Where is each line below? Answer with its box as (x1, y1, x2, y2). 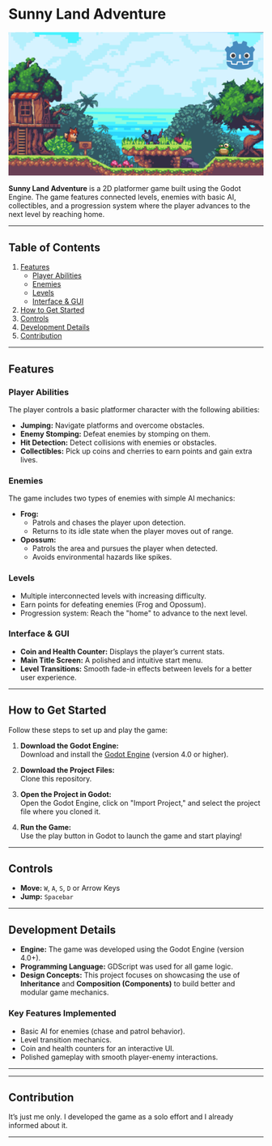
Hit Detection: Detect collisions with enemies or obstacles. (19, 437, 217, 447)
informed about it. (8, 1121, 68, 1131)
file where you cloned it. (19, 807, 101, 816)
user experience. (19, 672, 77, 682)
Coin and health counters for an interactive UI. (19, 1043, 175, 1053)
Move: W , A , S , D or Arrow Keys (19, 884, 121, 893)
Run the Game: (19, 822, 71, 832)
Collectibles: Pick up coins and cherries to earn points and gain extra (19, 446, 253, 456)
